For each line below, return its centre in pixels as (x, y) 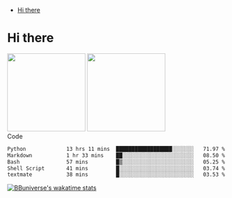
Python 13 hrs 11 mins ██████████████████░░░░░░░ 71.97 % (116, 149)
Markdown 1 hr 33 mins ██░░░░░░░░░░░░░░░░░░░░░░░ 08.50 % (116, 155)
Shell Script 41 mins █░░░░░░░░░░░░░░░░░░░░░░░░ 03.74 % (116, 168)
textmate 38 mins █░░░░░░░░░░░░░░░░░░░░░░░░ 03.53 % (116, 175)
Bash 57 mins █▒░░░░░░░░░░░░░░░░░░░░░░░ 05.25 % (116, 162)
